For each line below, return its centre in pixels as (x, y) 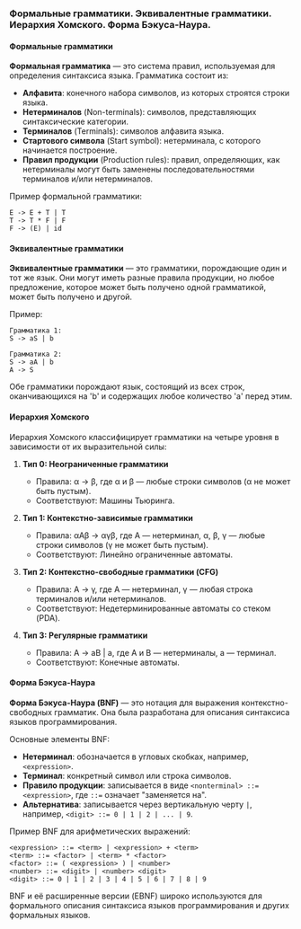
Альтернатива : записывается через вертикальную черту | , (137, 804)
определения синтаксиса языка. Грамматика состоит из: (119, 75)
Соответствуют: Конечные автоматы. (107, 662)
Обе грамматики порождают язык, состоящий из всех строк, (127, 387)
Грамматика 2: (36, 354)
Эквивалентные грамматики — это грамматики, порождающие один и (148, 269)
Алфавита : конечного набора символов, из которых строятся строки (156, 93)
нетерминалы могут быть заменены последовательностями (138, 170)
